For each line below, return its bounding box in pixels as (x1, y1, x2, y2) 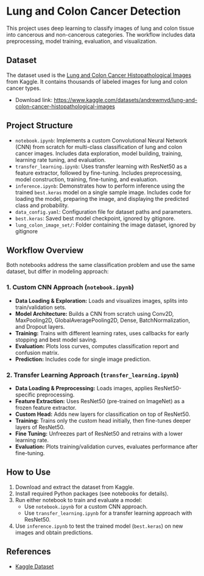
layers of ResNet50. (15, 423, 65, 431)
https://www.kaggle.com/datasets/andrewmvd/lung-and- (54, 96, 198, 103)
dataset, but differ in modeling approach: (6, 268, 109, 275)
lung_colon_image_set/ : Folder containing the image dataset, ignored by (15, 221, 196, 228)
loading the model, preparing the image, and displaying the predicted (15, 195, 189, 202)
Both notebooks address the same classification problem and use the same (6, 261, 195, 269)
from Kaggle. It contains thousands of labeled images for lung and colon (6, 78, 188, 85)
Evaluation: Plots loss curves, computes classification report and (15, 342, 179, 349)
